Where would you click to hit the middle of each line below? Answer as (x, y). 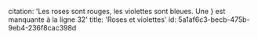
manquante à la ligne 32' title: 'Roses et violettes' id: (92, 19)
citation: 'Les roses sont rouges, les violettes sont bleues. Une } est (117, 11)
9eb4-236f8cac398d (42, 28)
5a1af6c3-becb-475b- (214, 19)
